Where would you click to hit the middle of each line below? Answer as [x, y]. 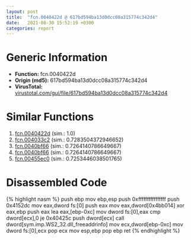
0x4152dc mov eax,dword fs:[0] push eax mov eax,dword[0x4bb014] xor [95, 206]
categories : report [30, 28]
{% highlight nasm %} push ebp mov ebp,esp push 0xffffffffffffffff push [93, 199]
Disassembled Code [57, 183]
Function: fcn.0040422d [45, 74]
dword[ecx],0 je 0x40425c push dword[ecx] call [65, 218]
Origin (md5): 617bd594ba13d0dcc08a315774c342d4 [81, 80]
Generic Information [57, 58]
